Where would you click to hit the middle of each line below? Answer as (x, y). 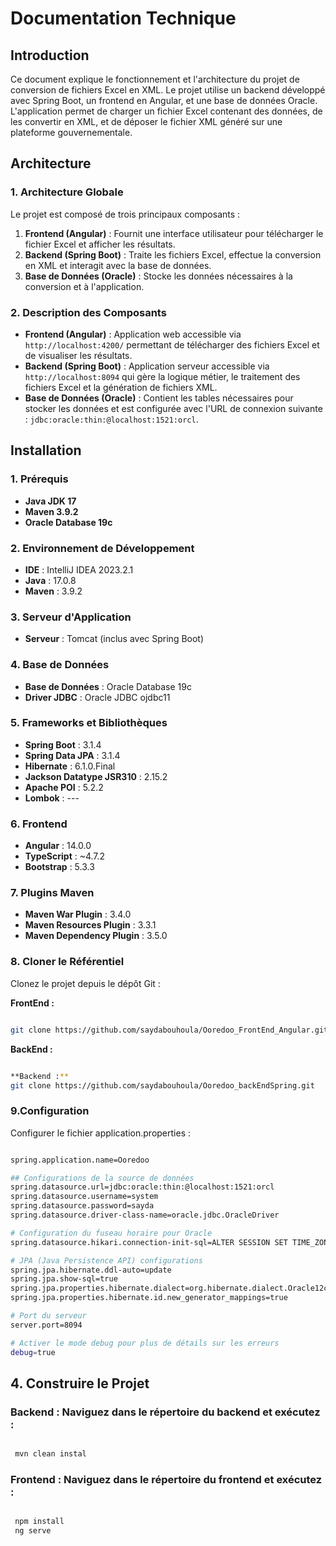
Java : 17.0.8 (50, 580)
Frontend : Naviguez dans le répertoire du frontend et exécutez (166, 1480)
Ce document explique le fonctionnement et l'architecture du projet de (155, 79)
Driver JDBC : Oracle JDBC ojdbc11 (97, 697)
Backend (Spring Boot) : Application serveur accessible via (147, 366)
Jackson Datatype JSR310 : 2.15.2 (96, 776)
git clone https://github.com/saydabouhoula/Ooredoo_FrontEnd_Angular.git (169, 1030)
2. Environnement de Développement (102, 548)
